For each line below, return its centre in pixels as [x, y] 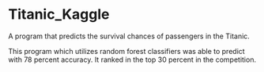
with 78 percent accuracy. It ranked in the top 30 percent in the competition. [132, 59]
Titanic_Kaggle [59, 14]
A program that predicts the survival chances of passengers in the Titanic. [129, 36]
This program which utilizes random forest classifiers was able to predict [126, 51]
